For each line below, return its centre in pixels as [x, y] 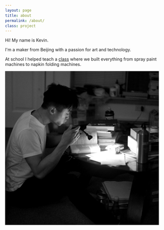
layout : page [18, 10]
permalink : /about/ [25, 21]
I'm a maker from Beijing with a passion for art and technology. [68, 50]
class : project [20, 26]
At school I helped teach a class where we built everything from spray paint [81, 59]
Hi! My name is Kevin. [27, 40]
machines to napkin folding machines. [43, 64]
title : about [18, 15]
